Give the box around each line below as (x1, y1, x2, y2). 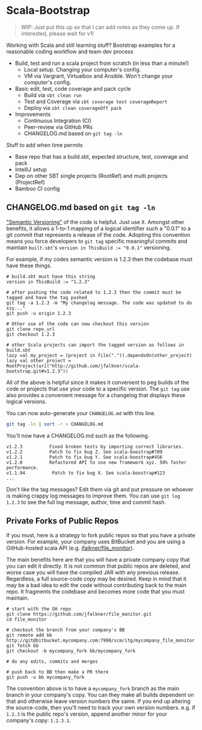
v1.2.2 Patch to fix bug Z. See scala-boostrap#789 (6, 449, 163, 455)
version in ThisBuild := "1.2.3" (6, 279, 90, 285)
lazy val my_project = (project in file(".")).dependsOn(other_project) (6, 352, 192, 358)
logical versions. (6, 398, 47, 405)
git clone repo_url (6, 326, 55, 332)
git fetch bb (6, 643, 39, 649)
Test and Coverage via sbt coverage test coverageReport (23, 97, 168, 105)
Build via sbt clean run (23, 91, 82, 99)
